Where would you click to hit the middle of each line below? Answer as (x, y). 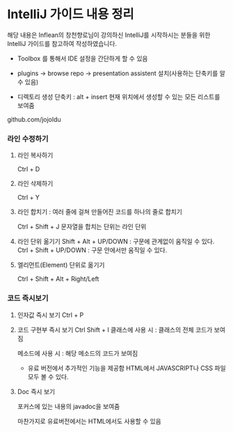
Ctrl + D (29, 169)
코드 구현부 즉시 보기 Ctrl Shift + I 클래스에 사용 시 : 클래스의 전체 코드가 (115, 330)
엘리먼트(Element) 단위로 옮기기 (61, 265)
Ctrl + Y (29, 198)
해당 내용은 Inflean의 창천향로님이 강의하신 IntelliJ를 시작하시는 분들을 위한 (109, 35)
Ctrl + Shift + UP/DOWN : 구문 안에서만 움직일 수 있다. (92, 250)
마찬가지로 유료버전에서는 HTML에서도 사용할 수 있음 (89, 421)
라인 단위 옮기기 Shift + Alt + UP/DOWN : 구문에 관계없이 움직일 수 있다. (116, 242)
